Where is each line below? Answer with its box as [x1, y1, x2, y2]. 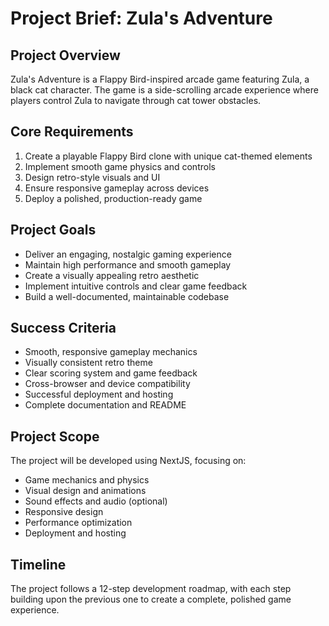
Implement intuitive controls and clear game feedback [24, 280, 248, 292]
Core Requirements [10, 123, 134, 141]
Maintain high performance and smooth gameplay [24, 258, 232, 271]
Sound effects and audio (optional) [24, 495, 168, 507]
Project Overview [10, 47, 121, 64]
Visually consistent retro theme [24, 357, 153, 369]
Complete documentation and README [24, 399, 187, 411]
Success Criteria [10, 320, 117, 337]
